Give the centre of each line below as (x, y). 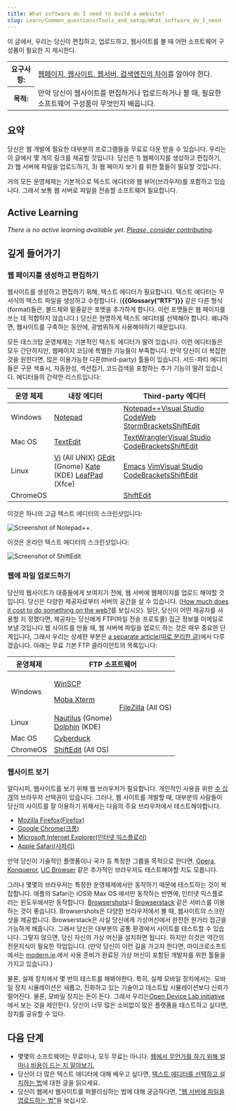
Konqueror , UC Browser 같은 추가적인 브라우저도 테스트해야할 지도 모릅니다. (113, 869)
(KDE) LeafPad (78, 475)
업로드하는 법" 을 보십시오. (53, 1100)
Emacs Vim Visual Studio (163, 467)
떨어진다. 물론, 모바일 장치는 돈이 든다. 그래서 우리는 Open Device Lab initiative (116, 996)
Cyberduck (72, 738)
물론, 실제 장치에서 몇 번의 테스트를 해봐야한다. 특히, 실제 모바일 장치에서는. (110, 978)
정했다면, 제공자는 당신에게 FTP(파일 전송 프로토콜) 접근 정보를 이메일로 (126, 618)
